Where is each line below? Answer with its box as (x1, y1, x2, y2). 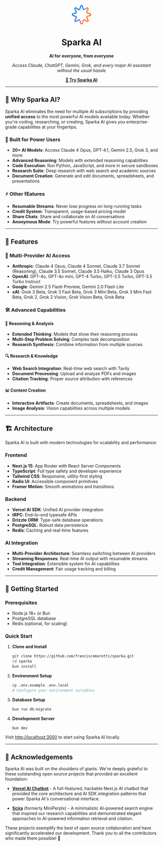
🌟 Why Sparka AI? (5, 96, 61, 104)
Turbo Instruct (12, 279, 41, 285)
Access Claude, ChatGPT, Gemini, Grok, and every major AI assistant (12, 62, 151, 68)
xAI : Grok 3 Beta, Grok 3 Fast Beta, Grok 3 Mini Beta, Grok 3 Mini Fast (12, 289, 152, 295)
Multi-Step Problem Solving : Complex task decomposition (12, 336, 130, 342)
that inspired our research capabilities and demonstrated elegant (12, 811, 142, 816)
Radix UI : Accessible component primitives (12, 478, 98, 484)
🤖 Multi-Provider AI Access (5, 252, 70, 259)
